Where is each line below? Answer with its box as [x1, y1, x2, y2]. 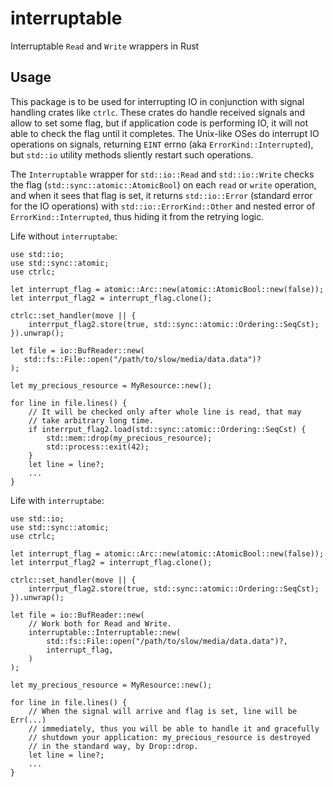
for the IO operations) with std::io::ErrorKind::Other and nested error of [10, 200, 316, 212]
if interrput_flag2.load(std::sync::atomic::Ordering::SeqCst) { [28, 424, 307, 434]
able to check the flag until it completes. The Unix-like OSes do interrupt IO [10, 127, 320, 139]
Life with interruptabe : [10, 494, 105, 506]
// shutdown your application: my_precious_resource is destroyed [28, 732, 311, 742]
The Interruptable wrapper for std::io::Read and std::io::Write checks [10, 168, 315, 180]
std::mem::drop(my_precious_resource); [46, 433, 213, 443]
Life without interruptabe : [10, 230, 118, 242]
